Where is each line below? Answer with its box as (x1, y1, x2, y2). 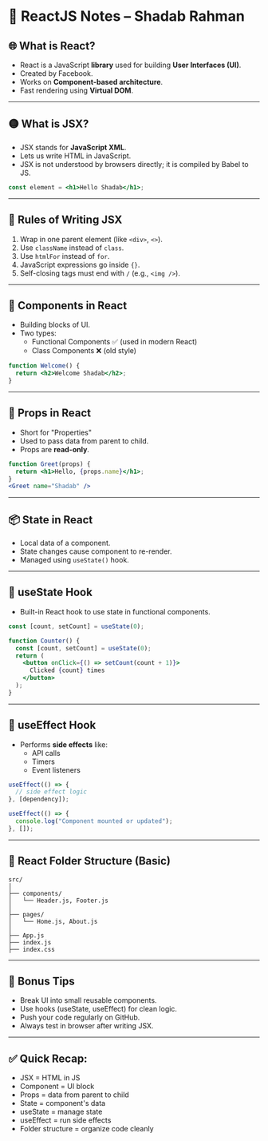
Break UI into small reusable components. (19, 996, 157, 1005)
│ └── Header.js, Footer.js (8, 896, 109, 904)
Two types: (19, 328, 57, 338)
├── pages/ (8, 910, 45, 918)
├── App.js (8, 931, 45, 940)
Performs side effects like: (19, 739, 108, 749)
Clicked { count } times (29, 666, 105, 674)
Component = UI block (19, 1082, 95, 1091)
